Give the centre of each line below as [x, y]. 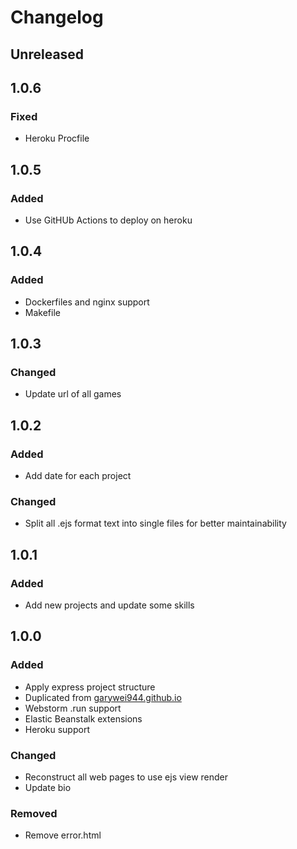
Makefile [42, 312]
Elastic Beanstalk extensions [83, 718]
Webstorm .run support [73, 708]
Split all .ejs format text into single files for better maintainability [155, 523]
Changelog [57, 17]
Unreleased [47, 54]
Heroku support [57, 729]
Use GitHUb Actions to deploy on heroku [108, 220]
